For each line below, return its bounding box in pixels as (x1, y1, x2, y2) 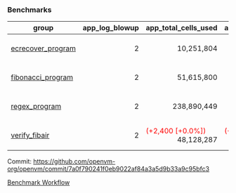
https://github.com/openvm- (33, 157, 116, 166)
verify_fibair (11, 131, 50, 140)
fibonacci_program (11, 72, 74, 82)
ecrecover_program (11, 44, 76, 53)
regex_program (11, 102, 62, 112)
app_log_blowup (82, 23, 139, 33)
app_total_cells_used (145, 23, 218, 33)
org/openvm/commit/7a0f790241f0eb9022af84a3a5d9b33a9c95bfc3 (7, 165, 210, 173)
